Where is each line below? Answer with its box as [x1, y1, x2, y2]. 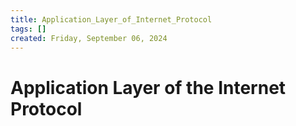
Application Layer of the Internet [10, 76, 287, 99]
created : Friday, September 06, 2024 [10, 33, 168, 43]
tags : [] [10, 24, 47, 34]
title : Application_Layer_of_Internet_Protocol [10, 14, 213, 25]
